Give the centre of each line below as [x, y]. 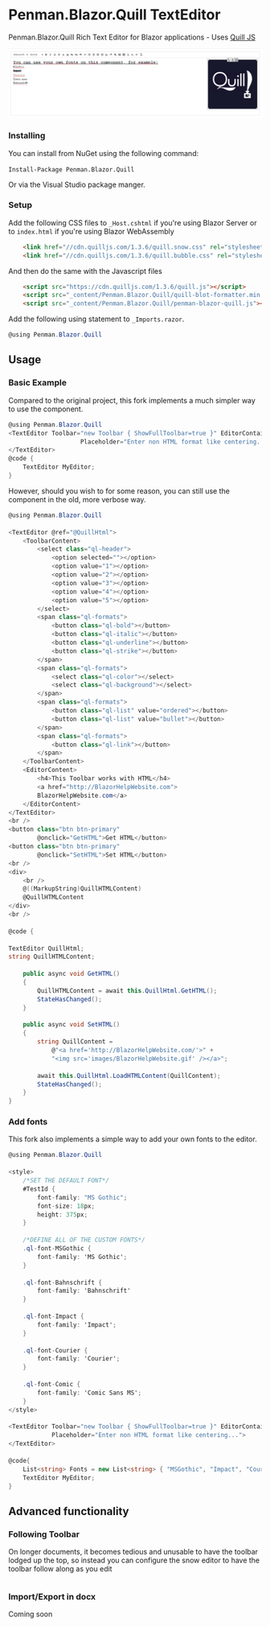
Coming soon [31, 1614]
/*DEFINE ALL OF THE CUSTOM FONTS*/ [84, 1240]
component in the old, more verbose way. [77, 499]
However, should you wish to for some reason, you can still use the [119, 491]
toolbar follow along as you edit [60, 1569]
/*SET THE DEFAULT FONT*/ [66, 1181]
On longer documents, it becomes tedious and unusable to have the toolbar [133, 1552]
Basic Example [37, 382]
